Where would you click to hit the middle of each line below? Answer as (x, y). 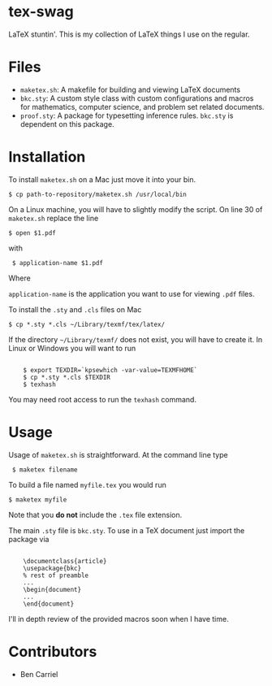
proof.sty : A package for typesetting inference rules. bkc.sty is (127, 115)
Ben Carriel (39, 674)
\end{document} (49, 604)
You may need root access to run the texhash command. (103, 399)
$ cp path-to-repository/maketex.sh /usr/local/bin (97, 194)
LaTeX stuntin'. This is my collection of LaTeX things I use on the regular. (129, 34)
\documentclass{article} (65, 561)
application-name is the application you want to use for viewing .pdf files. (132, 293)
